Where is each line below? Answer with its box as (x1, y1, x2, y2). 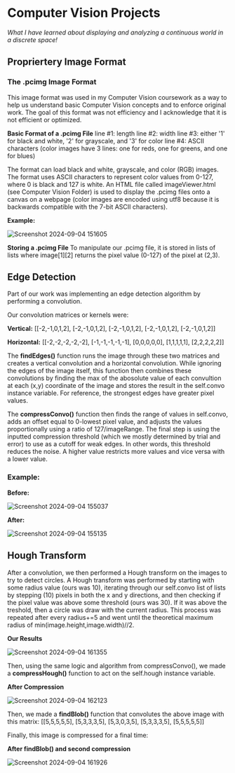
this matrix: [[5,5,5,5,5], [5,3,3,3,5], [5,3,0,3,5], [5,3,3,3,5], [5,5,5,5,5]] (7, 717, 205, 725)
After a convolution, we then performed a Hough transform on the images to (7, 568, 227, 577)
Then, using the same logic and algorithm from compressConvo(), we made (7, 661, 226, 670)
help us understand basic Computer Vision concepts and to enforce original (7, 100, 227, 109)
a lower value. (7, 455, 48, 463)
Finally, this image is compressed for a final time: (7, 731, 149, 739)
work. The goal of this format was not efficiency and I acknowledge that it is (7, 108, 227, 117)
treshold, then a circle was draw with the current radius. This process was (7, 606, 222, 614)
